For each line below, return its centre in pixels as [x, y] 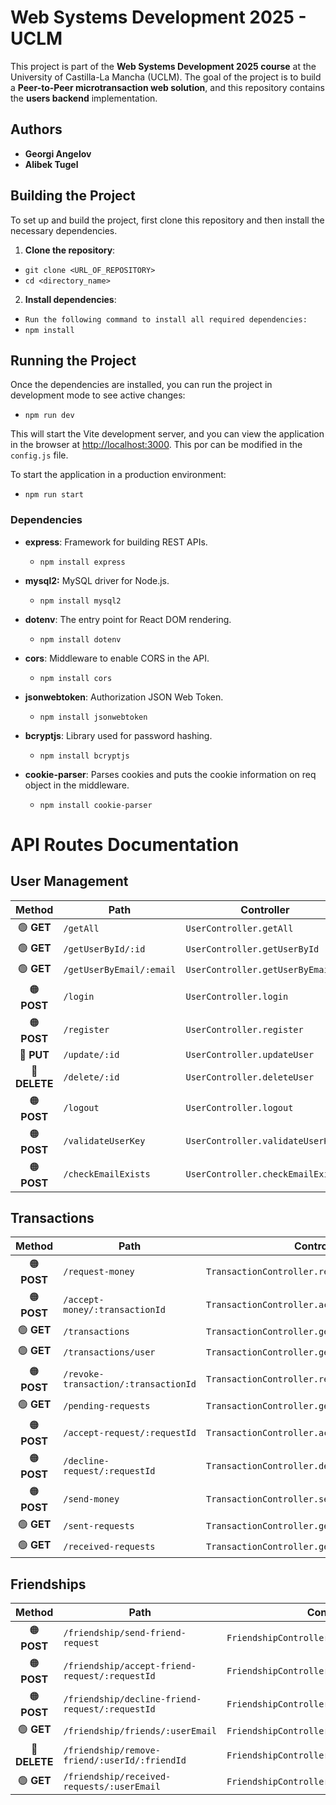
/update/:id [91, 1054]
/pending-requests [107, 1405]
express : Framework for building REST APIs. [116, 542]
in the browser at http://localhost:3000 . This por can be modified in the [156, 445]
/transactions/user [109, 1352]
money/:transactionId [114, 1309]
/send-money [91, 1499]
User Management [69, 881]
